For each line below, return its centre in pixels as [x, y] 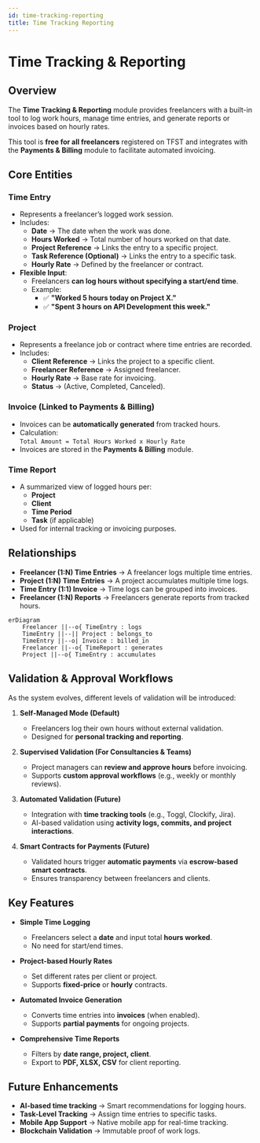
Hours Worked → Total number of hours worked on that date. [131, 239]
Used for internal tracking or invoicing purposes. [98, 529]
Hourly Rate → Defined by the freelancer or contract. [117, 264]
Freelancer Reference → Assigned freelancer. [106, 370]
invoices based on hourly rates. [59, 126]
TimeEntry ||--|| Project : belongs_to [88, 634]
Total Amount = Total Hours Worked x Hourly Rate [103, 442]
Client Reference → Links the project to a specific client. [123, 361]
